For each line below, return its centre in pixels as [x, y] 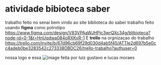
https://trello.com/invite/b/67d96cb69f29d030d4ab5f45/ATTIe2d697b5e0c [81, 43]
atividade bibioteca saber [58, 9]
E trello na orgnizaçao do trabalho [120, 38]
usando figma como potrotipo [35, 27]
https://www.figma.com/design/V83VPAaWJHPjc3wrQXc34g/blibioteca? [78, 32]
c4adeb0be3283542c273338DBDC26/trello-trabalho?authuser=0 [71, 48]
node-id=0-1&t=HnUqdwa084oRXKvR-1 [45, 38]
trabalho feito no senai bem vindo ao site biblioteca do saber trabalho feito [80, 22]
